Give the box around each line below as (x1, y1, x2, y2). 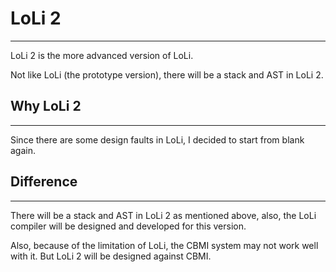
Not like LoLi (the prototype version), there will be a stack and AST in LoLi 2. (10, 68, 324, 81)
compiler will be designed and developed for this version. (10, 220, 247, 232)
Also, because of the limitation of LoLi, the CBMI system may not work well (10, 239, 319, 251)
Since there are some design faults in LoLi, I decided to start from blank (10, 133, 305, 146)
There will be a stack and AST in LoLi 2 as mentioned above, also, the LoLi (10, 209, 317, 221)
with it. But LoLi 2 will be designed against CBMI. (10, 250, 212, 262)
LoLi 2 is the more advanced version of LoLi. (10, 49, 194, 61)
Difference (10, 173, 78, 191)
